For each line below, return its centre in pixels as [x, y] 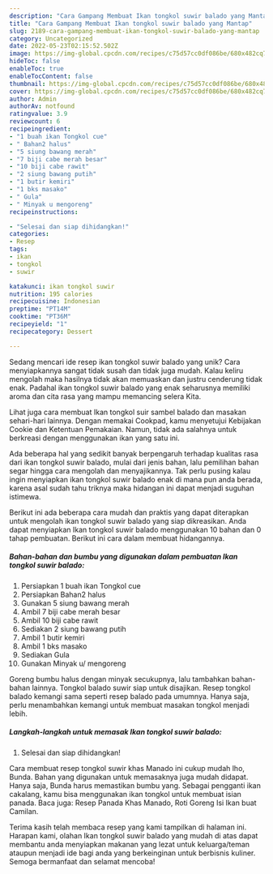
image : [20, 54]
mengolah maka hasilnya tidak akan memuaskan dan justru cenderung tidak [136, 379]
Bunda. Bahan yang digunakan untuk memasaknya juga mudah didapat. [129, 777]
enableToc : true [36, 69]
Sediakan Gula [45, 654]
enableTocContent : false [51, 76]
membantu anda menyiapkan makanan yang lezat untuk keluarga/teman [130, 844]
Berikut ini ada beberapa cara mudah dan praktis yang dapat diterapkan [129, 512]
